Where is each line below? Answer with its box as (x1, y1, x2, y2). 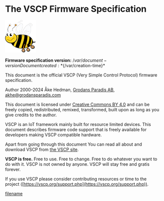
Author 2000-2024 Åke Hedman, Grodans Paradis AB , (5, 87, 115, 93)
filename (5, 190, 23, 197)
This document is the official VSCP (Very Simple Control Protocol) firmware (5, 72, 158, 78)
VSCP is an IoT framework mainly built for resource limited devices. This (5, 121, 151, 127)
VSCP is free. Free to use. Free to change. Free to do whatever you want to (5, 156, 158, 162)
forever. (5, 166, 21, 172)
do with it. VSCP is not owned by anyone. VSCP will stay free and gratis (5, 161, 150, 167)
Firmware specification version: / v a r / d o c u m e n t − (5, 57, 107, 63)
